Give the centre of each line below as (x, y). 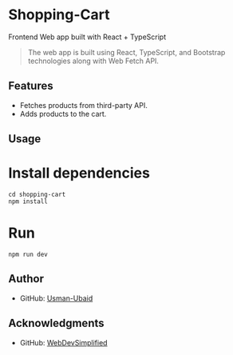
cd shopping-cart (37, 195)
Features (31, 86)
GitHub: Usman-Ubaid (56, 298)
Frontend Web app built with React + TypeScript (87, 37)
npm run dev (28, 255)
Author (26, 279)
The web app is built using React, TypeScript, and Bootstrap (126, 52)
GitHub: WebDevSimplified (63, 342)
